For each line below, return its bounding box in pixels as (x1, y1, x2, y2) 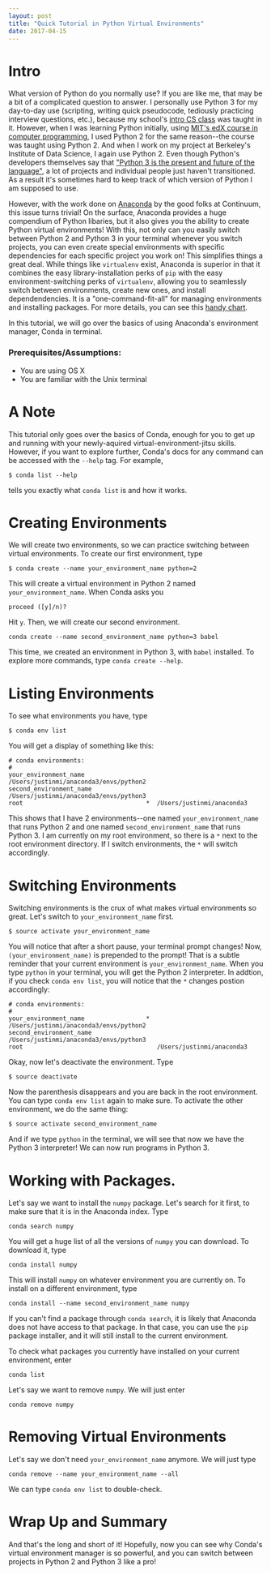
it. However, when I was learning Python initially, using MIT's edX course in (8, 123, 259, 133)
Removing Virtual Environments (8, 1428, 227, 1446)
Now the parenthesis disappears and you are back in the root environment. (8, 1087, 258, 1097)
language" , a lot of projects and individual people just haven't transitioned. (8, 166, 256, 176)
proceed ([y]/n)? (8, 603, 67, 611)
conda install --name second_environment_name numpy (8, 1299, 190, 1308)
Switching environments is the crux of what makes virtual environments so (8, 903, 257, 913)
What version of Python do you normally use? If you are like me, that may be (8, 88, 263, 98)
